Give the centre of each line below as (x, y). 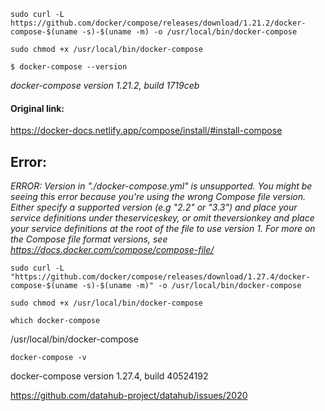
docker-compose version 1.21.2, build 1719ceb (105, 85)
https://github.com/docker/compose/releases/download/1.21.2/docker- (158, 23)
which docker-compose (55, 321)
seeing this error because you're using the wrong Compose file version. (158, 197)
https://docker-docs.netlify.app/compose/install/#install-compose (146, 131)
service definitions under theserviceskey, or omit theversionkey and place (162, 218)
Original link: (37, 108)
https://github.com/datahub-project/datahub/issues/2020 (129, 396)
